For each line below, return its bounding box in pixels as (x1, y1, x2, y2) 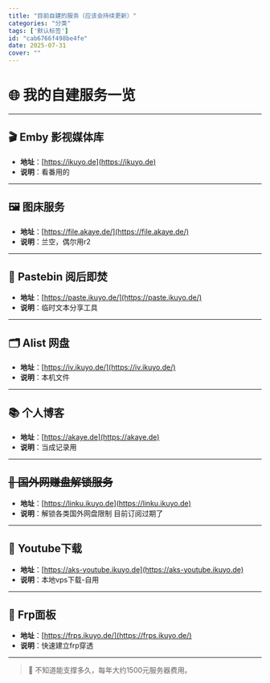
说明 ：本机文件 (19, 373, 70, 382)
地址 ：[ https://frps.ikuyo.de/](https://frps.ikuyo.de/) (19, 631, 192, 640)
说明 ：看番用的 (19, 166, 70, 177)
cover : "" (8, 49, 42, 57)
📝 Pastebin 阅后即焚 (8, 270, 108, 284)
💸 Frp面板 (8, 608, 56, 622)
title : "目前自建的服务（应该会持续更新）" (8, 11, 137, 20)
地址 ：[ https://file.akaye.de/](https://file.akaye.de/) (19, 227, 190, 236)
